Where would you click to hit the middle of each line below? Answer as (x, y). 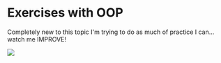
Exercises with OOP (65, 13)
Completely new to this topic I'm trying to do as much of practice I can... (111, 32)
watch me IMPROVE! (37, 39)
